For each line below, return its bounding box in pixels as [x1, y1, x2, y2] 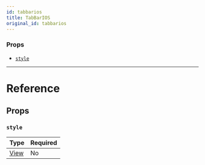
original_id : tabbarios [6, 20, 67, 26]
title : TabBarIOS [6, 15, 51, 21]
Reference [6, 81, 60, 95]
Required [30, 138, 57, 147]
